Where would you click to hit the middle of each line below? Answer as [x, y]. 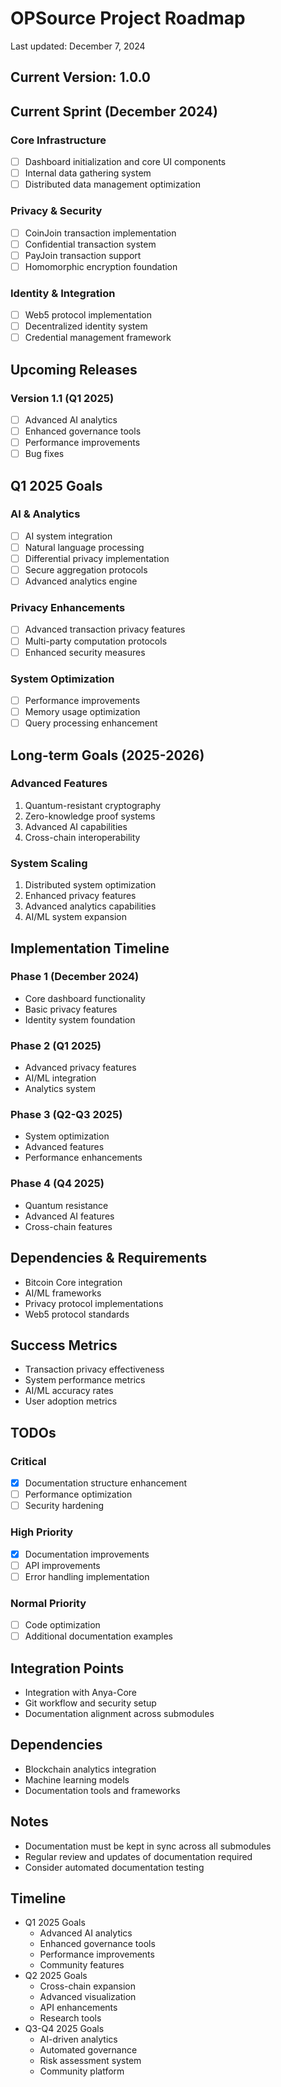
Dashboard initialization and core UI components [125, 162]
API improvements [62, 1565]
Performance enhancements [83, 1158]
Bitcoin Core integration [73, 1282]
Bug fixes [44, 454]
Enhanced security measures [85, 652]
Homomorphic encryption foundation [101, 266]
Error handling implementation [87, 1576]
